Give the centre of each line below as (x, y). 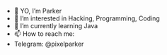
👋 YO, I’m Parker (38, 11)
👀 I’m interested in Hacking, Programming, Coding (87, 18)
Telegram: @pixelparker (49, 44)
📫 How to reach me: (44, 34)
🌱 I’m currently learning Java (56, 26)
